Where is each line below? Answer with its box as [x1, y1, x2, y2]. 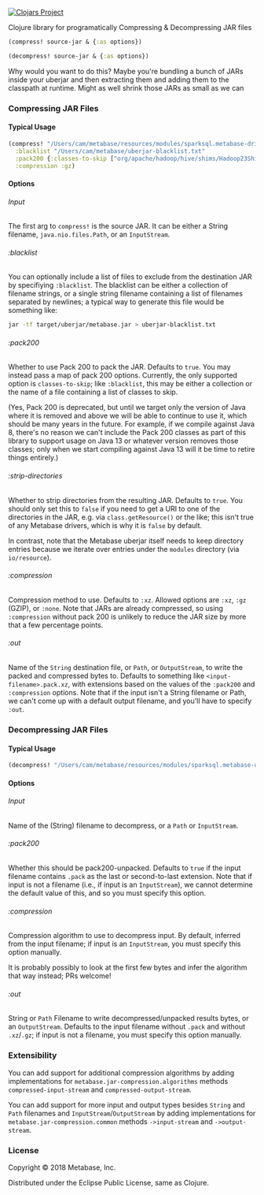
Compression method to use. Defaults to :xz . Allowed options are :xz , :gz [8, 595, 247, 605]
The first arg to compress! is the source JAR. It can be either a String [8, 222, 229, 231]
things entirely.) [8, 453, 59, 463]
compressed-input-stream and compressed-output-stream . [8, 1085, 192, 1094]
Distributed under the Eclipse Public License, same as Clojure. [8, 1178, 210, 1188]
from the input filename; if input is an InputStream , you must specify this [8, 939, 241, 949]
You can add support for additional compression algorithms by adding [8, 1068, 235, 1078]
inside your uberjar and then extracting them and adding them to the [8, 75, 229, 84]
